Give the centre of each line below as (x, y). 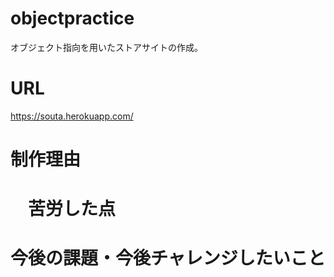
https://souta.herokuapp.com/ (72, 116)
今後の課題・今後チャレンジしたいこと (168, 258)
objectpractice (72, 18)
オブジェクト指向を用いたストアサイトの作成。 (106, 47)
